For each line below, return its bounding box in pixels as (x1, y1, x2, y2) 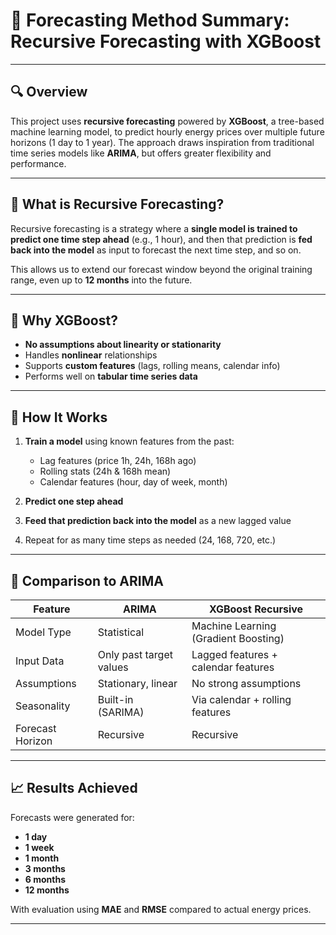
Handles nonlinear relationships (24, 349, 158, 361)
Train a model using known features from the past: (24, 435, 235, 448)
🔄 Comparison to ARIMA (10, 572, 164, 589)
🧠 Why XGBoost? (10, 312, 118, 329)
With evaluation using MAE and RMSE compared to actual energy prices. (10, 903, 312, 915)
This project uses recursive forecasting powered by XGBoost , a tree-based (10, 115, 325, 127)
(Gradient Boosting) (191, 632, 285, 645)
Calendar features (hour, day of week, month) (39, 476, 228, 488)
